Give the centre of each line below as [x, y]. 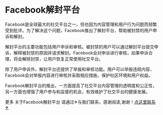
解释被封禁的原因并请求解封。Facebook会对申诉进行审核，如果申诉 [81, 53]
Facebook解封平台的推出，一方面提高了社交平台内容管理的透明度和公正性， [81, 85]
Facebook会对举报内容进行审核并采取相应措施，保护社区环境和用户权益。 [79, 75]
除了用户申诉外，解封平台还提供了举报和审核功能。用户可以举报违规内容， [80, 69]
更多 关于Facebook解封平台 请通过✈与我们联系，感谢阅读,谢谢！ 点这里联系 [80, 102]
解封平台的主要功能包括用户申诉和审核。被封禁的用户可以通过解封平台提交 [80, 47]
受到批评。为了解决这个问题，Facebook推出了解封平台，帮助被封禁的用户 [79, 30]
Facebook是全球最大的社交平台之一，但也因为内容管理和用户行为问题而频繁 [81, 24]
